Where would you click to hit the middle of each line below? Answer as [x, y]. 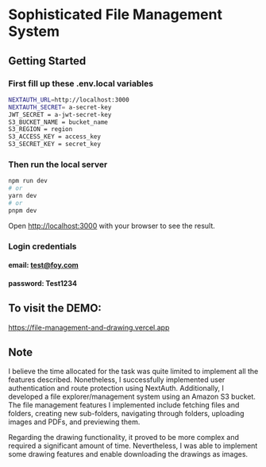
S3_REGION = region [40, 129]
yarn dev [23, 196]
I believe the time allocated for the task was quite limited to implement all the [133, 372]
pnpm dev [23, 210]
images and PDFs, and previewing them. [74, 422]
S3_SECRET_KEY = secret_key [55, 145]
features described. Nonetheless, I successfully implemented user [117, 380]
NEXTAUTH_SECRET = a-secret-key [60, 107]
